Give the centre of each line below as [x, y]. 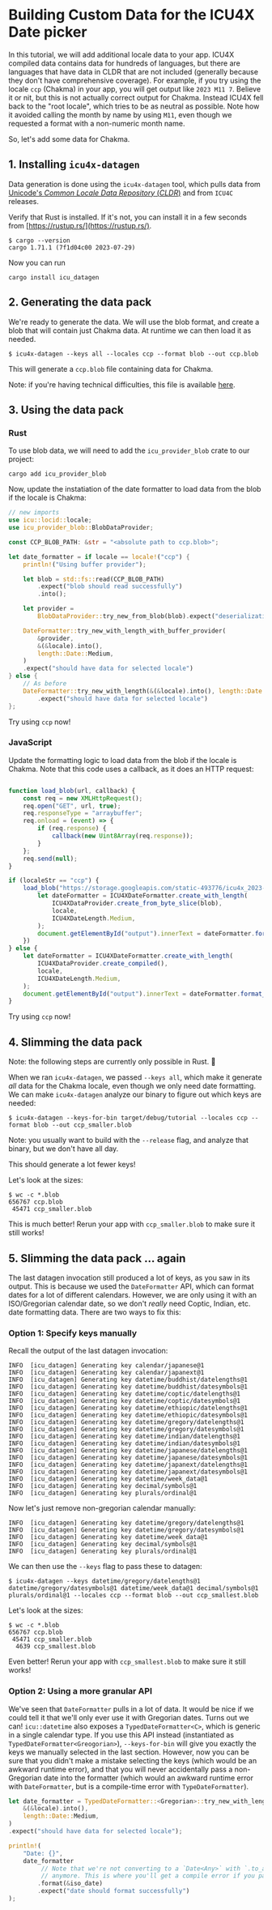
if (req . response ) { [72, 829]
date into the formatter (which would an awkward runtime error [148, 1778]
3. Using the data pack [66, 409]
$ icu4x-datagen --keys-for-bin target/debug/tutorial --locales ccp [128, 1118]
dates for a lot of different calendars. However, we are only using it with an [133, 1294]
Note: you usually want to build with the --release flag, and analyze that [129, 1140]
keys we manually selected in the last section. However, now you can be [129, 1752]
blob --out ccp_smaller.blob [83, 1125]
